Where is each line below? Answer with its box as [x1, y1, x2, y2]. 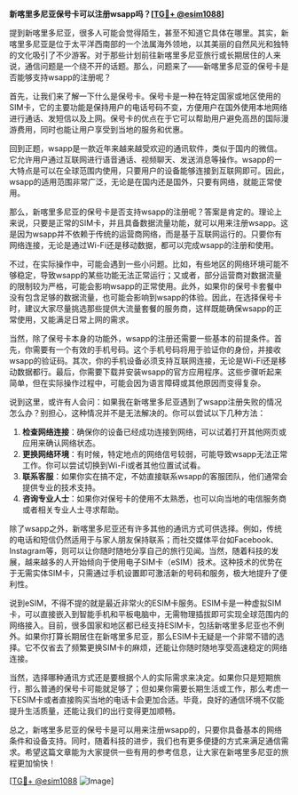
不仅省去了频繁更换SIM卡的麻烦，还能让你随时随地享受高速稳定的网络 [32, 642, 288, 653]
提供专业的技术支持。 [21, 482, 100, 493]
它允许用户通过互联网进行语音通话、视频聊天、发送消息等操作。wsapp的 [9, 155, 275, 165]
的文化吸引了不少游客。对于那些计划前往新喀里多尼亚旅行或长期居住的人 [9, 50, 273, 60]
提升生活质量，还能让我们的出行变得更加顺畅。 [9, 706, 180, 716]
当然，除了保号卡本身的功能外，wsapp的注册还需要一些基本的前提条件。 [9, 333, 275, 343]
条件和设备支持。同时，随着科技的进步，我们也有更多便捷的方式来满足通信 [9, 735, 281, 746]
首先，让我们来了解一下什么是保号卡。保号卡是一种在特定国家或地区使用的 [9, 91, 281, 101]
